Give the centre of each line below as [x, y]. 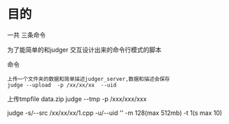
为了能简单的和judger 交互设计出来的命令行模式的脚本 [85, 49]
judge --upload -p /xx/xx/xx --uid [62, 85]
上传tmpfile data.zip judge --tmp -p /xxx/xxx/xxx [77, 99]
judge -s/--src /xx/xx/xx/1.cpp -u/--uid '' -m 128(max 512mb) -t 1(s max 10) [115, 113]
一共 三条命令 [26, 35]
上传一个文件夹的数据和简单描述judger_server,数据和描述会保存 [89, 79]
